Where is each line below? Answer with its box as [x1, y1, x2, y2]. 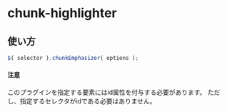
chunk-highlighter [7, 5, 117, 21]
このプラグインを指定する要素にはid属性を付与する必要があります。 [7, 88, 206, 97]
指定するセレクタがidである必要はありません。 [19, 97, 156, 106]
